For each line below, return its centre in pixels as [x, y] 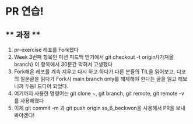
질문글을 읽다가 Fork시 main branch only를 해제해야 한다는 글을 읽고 [98, 79]
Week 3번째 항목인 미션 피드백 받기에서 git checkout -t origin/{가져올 [94, 57]
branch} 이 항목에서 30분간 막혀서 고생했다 [63, 64]
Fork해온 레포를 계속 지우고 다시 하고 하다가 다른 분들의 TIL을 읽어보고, [94, 72]
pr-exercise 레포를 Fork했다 [46, 50]
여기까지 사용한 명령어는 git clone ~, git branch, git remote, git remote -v [99, 93]
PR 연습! [25, 11]
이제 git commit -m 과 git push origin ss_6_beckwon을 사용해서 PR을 [94, 108]
